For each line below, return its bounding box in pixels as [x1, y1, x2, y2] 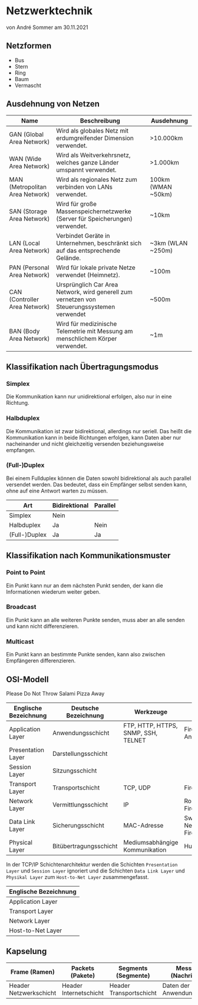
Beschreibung [80, 117, 121, 125]
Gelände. [55, 253, 81, 262]
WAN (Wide [9, 154, 42, 163]
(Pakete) [70, 971, 95, 980]
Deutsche [71, 704, 99, 712]
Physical [9, 838, 32, 846]
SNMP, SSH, [123, 729, 158, 737]
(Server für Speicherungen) [55, 214, 133, 223]
